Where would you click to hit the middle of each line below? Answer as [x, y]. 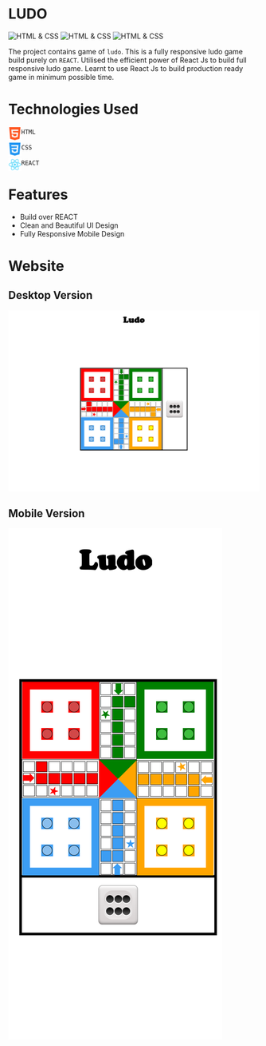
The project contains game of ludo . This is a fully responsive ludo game [126, 51]
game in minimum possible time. [61, 77]
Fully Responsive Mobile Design [72, 233]
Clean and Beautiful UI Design [69, 225]
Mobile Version [47, 513]
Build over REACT [49, 217]
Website [36, 266]
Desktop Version [51, 295]
